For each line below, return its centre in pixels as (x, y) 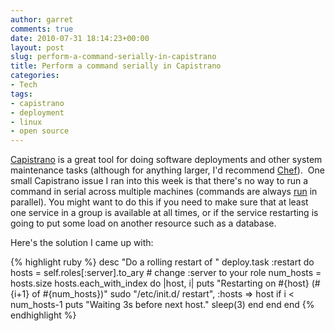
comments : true (42, 29)
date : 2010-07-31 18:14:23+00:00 (80, 38)
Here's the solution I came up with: (82, 243)
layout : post (37, 47)
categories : (35, 76)
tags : (21, 94)
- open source (40, 131)
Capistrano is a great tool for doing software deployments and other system (166, 160)
